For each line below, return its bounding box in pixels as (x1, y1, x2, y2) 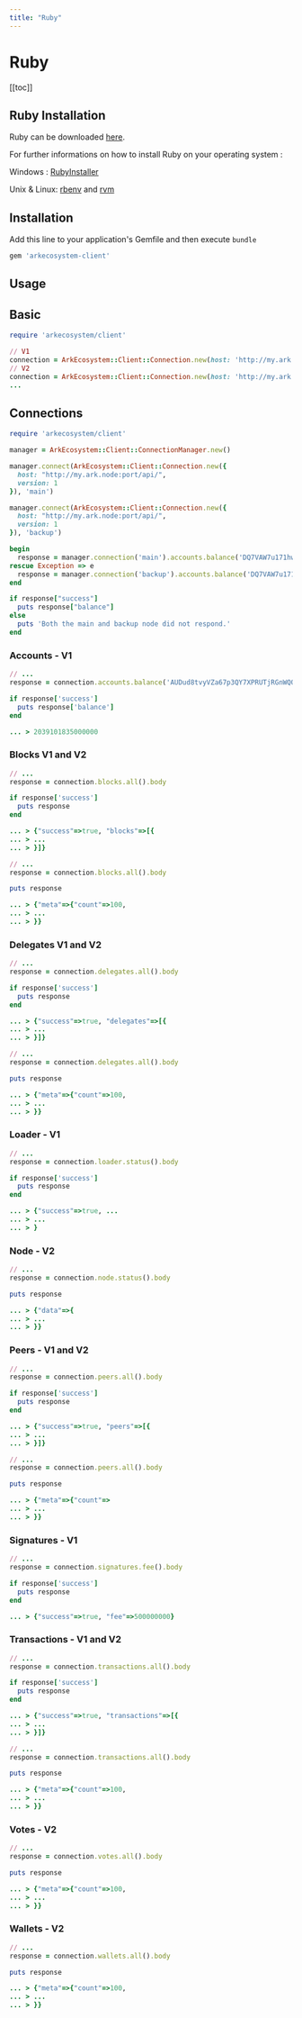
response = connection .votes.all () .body (9, 1852, 164, 1861)
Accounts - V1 (9, 649, 73, 662)
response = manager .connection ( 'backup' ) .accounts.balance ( (17, 569, 247, 579)
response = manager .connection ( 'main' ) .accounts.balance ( (17, 553, 240, 562)
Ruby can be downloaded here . (9, 131, 126, 142)
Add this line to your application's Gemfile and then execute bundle (9, 234, 257, 245)
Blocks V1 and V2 (9, 748, 87, 761)
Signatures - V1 (9, 1534, 78, 1546)
